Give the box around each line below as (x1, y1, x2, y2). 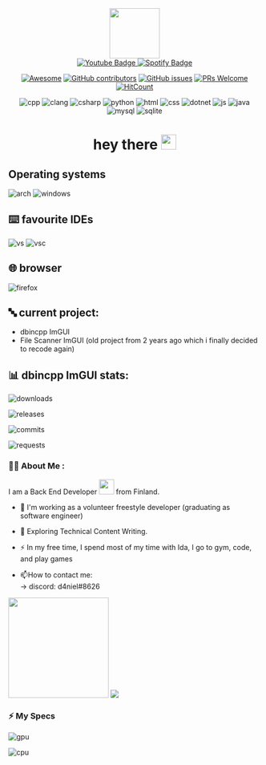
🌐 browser (8, 261, 62, 275)
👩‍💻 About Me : (8, 460, 66, 472)
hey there (93, 136, 159, 154)
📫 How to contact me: (19, 569, 93, 580)
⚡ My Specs (8, 710, 56, 722)
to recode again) (19, 344, 75, 354)
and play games (19, 553, 74, 564)
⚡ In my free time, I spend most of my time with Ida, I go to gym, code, (19, 542, 252, 552)
